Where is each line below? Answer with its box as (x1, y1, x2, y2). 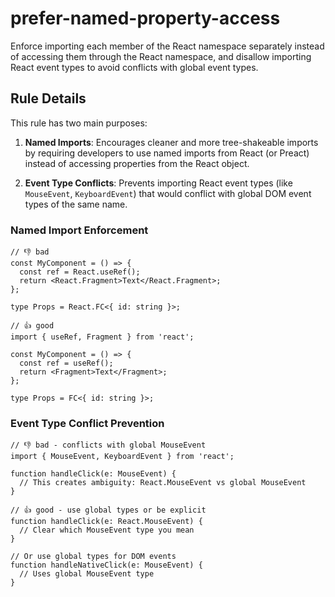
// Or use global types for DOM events (10, 552, 177, 562)
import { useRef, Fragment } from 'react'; (10, 332, 195, 342)
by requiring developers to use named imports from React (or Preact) (24, 147, 310, 159)
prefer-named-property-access (10, 7, 281, 30)
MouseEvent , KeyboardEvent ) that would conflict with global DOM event (24, 187, 312, 199)
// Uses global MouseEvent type (19, 569, 155, 579)
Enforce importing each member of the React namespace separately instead (10, 40, 325, 52)
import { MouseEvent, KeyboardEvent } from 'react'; (10, 452, 235, 462)
